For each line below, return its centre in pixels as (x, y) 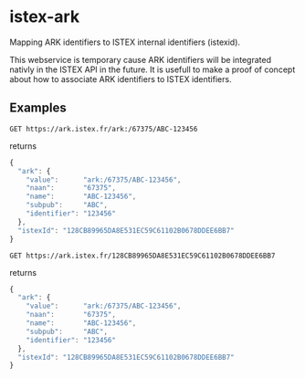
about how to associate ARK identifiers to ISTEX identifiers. (121, 79)
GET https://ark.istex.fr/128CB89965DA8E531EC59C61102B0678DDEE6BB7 (142, 256)
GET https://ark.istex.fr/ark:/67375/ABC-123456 (104, 129)
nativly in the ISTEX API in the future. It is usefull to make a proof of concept (152, 69)
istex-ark (45, 17)
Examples (38, 108)
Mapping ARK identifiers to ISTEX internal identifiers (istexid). (125, 42)
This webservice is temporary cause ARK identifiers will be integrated (141, 59)
